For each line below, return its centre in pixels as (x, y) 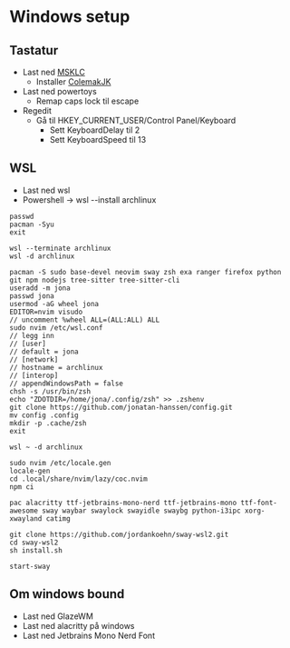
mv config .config (44, 415)
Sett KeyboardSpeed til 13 (98, 140)
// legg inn (32, 335)
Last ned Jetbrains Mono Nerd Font (89, 635)
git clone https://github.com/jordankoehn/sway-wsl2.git (119, 534)
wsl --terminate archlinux (60, 248)
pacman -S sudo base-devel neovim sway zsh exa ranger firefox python (145, 272)
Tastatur (34, 50)
